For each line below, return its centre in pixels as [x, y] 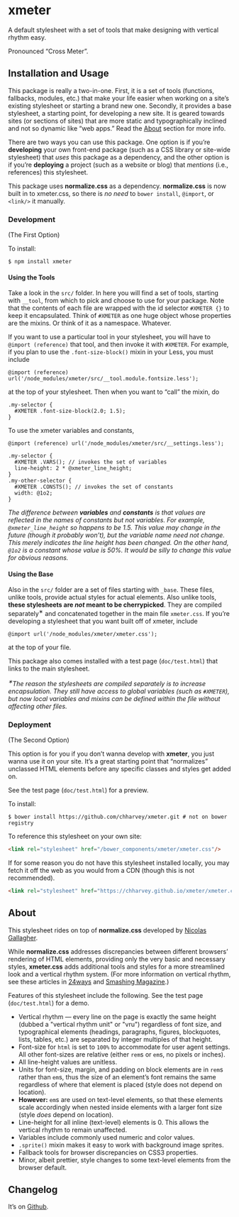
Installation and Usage [59, 73]
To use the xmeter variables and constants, [71, 431]
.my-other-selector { [40, 481]
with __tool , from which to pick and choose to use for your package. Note [116, 301]
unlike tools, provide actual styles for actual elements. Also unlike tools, [112, 598]
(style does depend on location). [66, 1114]
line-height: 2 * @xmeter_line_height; [73, 468]
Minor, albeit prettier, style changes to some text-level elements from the [124, 1160]
